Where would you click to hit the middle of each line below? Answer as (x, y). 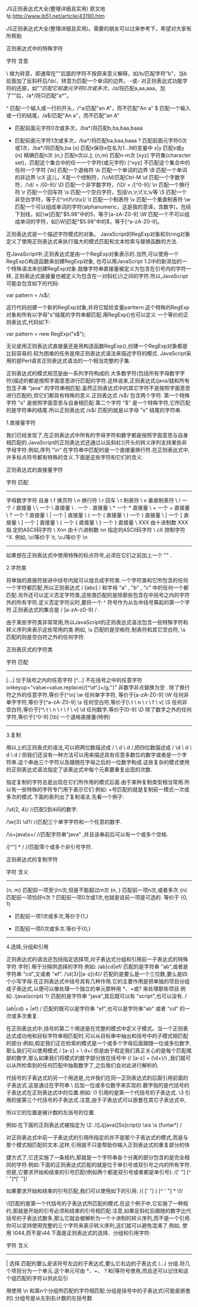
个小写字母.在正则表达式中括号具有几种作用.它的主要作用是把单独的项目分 (95, 981)
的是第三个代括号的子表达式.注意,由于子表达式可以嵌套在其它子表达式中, (99, 1100)
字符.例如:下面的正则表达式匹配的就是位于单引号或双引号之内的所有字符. (104, 1165)
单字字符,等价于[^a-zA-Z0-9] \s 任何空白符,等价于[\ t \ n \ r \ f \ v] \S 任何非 (97, 702)
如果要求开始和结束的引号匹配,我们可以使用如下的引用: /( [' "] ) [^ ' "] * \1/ (95, 1191)
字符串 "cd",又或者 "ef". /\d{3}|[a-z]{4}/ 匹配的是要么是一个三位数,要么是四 (97, 974)
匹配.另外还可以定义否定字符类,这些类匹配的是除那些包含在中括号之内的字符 (98, 595)
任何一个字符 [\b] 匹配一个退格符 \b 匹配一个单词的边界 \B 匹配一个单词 (101, 170)
